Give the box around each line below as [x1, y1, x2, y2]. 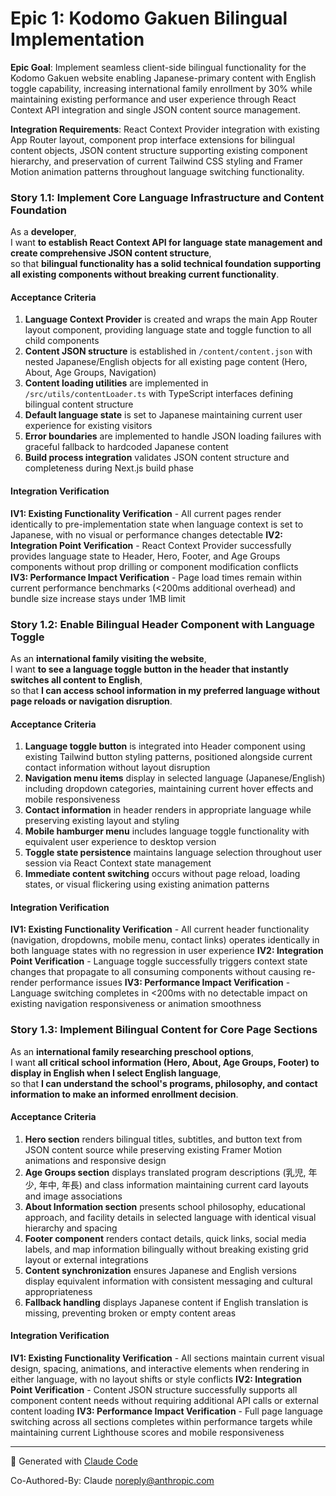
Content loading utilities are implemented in [24, 377, 209, 389]
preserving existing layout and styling [24, 815, 180, 827]
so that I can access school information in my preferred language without [10, 684, 321, 696]
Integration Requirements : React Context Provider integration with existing [10, 123, 320, 135]
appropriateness [24, 1285, 93, 1297]
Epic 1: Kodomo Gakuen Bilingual [10, 7, 288, 30]
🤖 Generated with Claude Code [10, 1455, 138, 1467]
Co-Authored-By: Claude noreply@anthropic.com [10, 1475, 215, 1487]
